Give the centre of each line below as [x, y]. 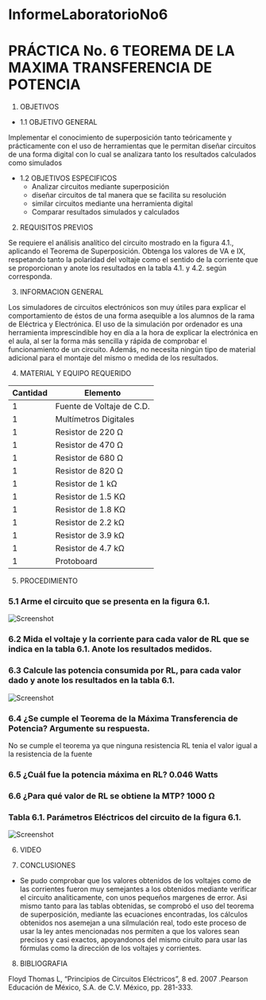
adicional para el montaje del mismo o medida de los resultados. [114, 358]
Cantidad [30, 393]
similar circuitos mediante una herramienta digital [112, 203]
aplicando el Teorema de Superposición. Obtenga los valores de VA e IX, [127, 251]
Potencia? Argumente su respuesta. [79, 728]
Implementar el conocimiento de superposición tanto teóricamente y [120, 137]
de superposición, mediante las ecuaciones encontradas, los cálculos [134, 914]
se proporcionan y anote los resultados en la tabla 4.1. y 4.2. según [118, 268]
